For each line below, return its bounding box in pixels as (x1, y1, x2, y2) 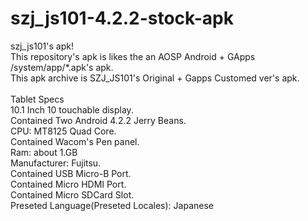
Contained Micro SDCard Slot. (10, 188, 135, 201)
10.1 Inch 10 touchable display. (10, 103, 134, 116)
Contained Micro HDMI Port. (10, 178, 127, 190)
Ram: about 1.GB (10, 146, 78, 158)
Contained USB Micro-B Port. (10, 167, 132, 179)
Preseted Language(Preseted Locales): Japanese (10, 199, 214, 211)
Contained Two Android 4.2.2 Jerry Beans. (10, 114, 187, 126)
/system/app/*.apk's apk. (10, 61, 114, 73)
